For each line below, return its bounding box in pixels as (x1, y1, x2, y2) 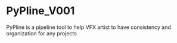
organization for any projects (6, 29, 77, 37)
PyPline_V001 (6, 4, 75, 18)
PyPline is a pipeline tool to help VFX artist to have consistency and (6, 24, 172, 31)
